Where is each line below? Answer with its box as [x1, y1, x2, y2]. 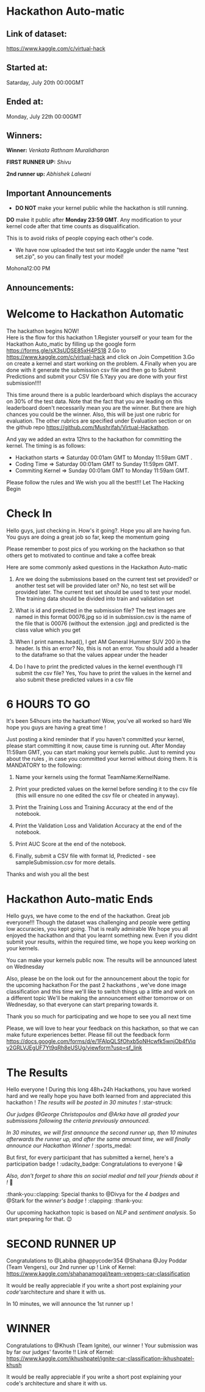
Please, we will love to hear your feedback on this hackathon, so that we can [6, 1024, 199, 1032]
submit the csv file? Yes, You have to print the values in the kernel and [15, 669, 192, 676]
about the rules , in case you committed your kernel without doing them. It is [6, 755, 198, 763]
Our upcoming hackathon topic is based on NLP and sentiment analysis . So [6, 1209, 196, 1216]
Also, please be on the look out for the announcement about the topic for [6, 975, 190, 982]
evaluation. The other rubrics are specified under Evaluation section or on [6, 417, 192, 424]
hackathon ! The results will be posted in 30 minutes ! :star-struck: [6, 1099, 173, 1106]
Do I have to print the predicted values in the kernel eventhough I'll [15, 662, 183, 670]
